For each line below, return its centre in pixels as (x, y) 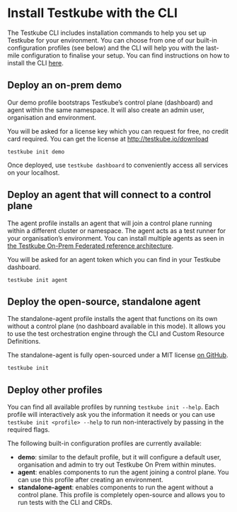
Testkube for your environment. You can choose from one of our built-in (112, 40)
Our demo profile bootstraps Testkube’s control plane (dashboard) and (110, 102)
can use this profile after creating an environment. (91, 480)
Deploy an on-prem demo (65, 86)
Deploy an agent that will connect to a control (109, 195)
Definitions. (24, 342)
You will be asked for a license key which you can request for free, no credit (118, 131)
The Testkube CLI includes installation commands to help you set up (107, 33)
